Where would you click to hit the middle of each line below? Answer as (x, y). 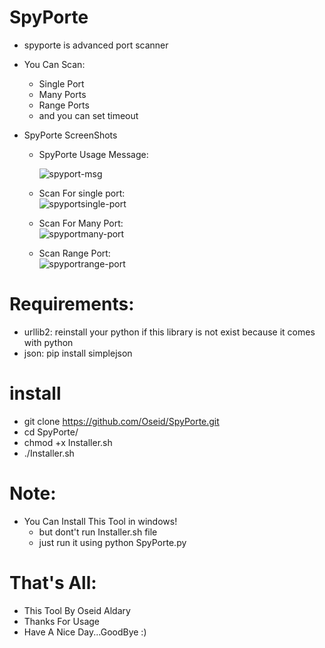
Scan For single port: (82, 193)
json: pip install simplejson (78, 353)
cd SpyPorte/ (51, 432)
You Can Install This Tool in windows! (100, 521)
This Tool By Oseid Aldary (77, 610)
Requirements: (72, 304)
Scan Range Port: (74, 253)
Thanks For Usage (61, 621)
